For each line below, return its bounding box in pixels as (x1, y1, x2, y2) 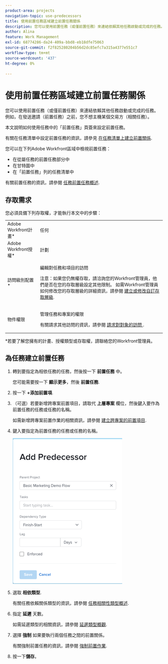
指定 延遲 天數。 (12, 610, 46, 616)
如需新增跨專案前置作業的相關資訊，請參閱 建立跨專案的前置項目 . (12, 417, 146, 423)
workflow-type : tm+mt (5, 50, 50, 55)
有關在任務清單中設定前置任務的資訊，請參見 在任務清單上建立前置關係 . (5, 135, 152, 141)
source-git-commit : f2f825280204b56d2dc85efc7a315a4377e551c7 (5, 45, 137, 50)
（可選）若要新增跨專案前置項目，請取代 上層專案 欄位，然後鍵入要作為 (12, 400, 160, 406)
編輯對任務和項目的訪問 (39, 265, 88, 271)
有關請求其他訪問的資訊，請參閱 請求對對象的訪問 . (39, 321, 144, 328)
